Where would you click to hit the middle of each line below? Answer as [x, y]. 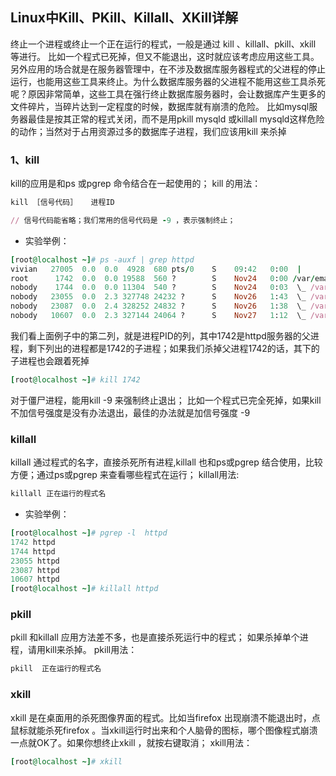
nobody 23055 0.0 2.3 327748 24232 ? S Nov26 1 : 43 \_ [158, 297]
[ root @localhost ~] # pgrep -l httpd [89, 533]
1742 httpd [33, 542]
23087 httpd [35, 570]
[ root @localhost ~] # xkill [66, 761]
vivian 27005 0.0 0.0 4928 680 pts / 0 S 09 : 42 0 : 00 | [156, 269]
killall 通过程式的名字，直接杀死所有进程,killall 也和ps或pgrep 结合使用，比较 [166, 462]
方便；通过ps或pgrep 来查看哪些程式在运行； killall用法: [125, 475]
